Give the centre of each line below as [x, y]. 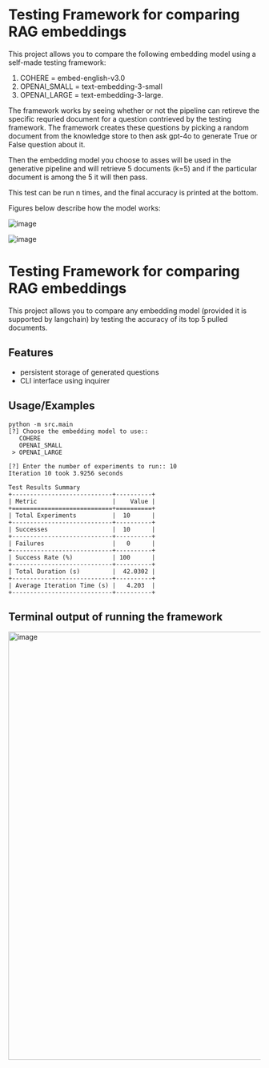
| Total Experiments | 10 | [82, 515]
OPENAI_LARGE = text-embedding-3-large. [92, 94]
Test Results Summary [44, 487]
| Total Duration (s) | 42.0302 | [82, 571]
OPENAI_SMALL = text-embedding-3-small [91, 86]
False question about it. [47, 144]
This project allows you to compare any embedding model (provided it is [127, 311]
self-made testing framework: [57, 62]
